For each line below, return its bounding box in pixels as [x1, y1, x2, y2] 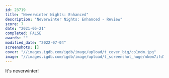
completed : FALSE [5, 31, 42, 36]
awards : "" [5, 36, 28, 41]
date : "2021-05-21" [5, 26, 46, 31]
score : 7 [5, 21, 24, 27]
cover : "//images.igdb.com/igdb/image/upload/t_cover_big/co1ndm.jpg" [5, 49, 156, 54]
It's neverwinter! [5, 68, 39, 74]
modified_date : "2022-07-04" [5, 40, 66, 45]
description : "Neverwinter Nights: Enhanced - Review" [5, 17, 123, 22]
